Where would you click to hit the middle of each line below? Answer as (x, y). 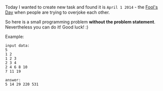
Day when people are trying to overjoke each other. (57, 12)
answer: (13, 80)
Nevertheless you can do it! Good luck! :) (47, 27)
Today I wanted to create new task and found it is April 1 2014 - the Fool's (81, 7)
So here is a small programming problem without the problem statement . (80, 22)
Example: (15, 37)
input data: (17, 46)
